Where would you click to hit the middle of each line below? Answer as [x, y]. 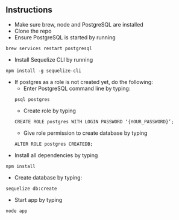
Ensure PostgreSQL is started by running [65, 37]
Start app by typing [38, 199]
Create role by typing [50, 111]
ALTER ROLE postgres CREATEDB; [54, 144]
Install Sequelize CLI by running [54, 59]
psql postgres [32, 99]
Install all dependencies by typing [56, 155]
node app [17, 211]
